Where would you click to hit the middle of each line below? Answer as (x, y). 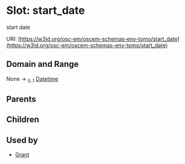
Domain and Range (43, 64)
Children (23, 120)
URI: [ (13, 39)
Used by (22, 140)
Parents (21, 99)
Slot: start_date (46, 11)
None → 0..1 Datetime (32, 79)
